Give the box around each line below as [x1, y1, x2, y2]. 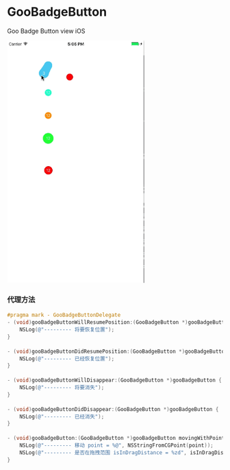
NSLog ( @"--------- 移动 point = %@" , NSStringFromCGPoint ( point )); [19, 442, 214, 449]
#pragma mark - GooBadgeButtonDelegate [7, 312, 121, 319]
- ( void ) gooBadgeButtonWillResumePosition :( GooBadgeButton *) [7, 319, 188, 326]
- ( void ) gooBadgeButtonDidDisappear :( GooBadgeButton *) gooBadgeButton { [7, 406, 219, 412]
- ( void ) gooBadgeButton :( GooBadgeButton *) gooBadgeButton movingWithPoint [7, 435, 225, 442]
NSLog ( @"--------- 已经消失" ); [19, 413, 105, 420]
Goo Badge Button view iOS [7, 27, 86, 35]
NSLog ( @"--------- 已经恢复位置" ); [19, 355, 115, 362]
